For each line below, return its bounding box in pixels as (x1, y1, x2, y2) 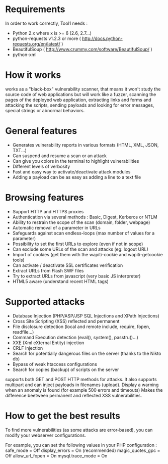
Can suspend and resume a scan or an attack (12, 153, 107, 159)
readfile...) (12, 329, 34, 335)
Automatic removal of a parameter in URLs (12, 224, 101, 230)
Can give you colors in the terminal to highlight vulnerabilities (12, 158, 139, 164)
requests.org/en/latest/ (12, 40, 60, 47)
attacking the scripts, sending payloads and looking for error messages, (5, 102, 154, 108)
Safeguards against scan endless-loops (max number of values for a (12, 230, 155, 236)
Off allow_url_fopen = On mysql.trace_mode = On (5, 452, 108, 458)
